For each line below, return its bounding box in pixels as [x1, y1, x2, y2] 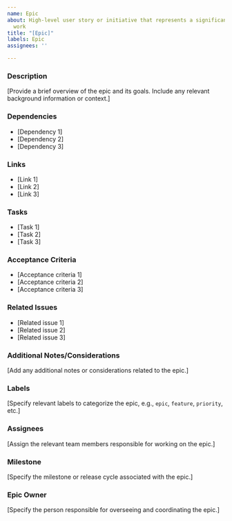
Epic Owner [7, 490, 47, 500]
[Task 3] [17, 238, 41, 246]
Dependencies [7, 112, 57, 121]
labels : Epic [7, 36, 45, 43]
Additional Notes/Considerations [7, 351, 120, 360]
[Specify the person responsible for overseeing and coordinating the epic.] [7, 506, 220, 514]
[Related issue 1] [17, 318, 64, 326]
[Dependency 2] [17, 134, 64, 143]
